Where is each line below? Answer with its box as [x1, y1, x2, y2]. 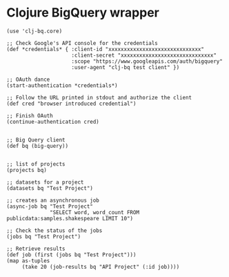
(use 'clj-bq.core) [6, 28, 63, 35]
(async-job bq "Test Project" [6, 202, 94, 210]
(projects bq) [6, 166, 48, 173]
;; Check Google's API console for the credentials [6, 39, 158, 46]
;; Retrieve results [6, 245, 66, 252]
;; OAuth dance [6, 76, 50, 83]
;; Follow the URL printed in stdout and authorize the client [6, 94, 192, 101]
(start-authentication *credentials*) [6, 82, 118, 89]
